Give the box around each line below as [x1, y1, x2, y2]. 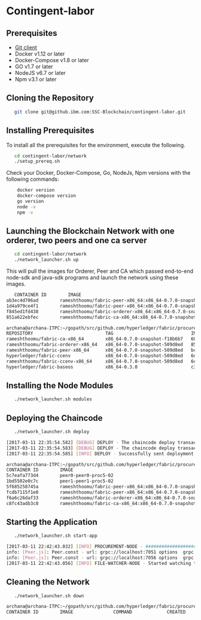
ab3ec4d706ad [6, 297, 39, 303]
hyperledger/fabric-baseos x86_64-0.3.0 [6, 364, 138, 370]
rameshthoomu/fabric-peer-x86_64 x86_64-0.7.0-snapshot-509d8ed [6, 347, 184, 354]
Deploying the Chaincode [6, 413, 103, 423]
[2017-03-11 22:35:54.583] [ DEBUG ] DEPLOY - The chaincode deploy [6, 445, 175, 451]
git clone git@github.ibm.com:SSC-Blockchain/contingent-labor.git [14, 109, 186, 115]
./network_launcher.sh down [14, 592, 84, 599]
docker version [17, 187, 55, 193]
